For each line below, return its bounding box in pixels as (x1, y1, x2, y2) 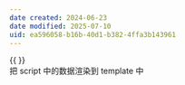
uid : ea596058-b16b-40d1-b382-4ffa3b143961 (9, 30, 177, 39)
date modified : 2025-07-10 (9, 22, 112, 31)
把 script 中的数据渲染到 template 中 (9, 65, 144, 77)
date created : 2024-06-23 (9, 13, 107, 23)
